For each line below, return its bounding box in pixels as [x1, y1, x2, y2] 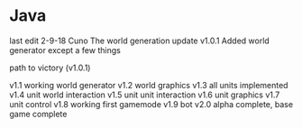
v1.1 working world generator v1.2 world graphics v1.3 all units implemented [9, 79, 288, 90]
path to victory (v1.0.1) [9, 62, 91, 73]
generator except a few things [9, 44, 122, 55]
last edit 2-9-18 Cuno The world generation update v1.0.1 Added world [9, 35, 270, 46]
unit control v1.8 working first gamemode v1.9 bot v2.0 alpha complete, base [9, 98, 294, 109]
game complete [9, 108, 68, 119]
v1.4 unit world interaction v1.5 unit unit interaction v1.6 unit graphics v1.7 [9, 89, 280, 100]
